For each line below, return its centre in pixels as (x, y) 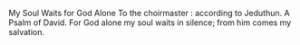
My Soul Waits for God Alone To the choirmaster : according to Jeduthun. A (150, 13)
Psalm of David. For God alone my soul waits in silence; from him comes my (150, 22)
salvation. (27, 32)
